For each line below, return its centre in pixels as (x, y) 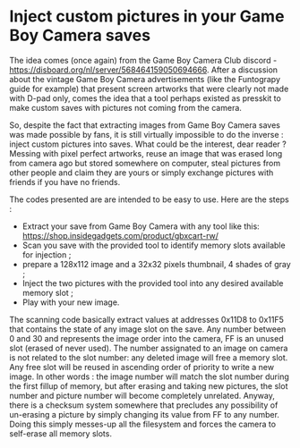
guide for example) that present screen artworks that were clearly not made (149, 89)
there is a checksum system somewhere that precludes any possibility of (144, 405)
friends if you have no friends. (65, 182)
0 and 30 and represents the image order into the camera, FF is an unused (146, 338)
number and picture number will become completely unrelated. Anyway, (142, 395)
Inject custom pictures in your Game (147, 17)
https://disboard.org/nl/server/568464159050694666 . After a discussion (144, 70)
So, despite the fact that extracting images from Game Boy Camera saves (145, 125)
